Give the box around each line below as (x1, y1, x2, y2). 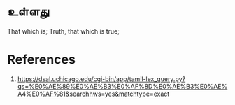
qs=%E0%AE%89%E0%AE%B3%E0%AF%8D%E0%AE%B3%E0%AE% (17, 82, 228, 90)
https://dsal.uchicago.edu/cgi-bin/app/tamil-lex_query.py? (17, 74, 186, 83)
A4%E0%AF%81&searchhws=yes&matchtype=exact (17, 90, 170, 98)
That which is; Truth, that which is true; (7, 27, 120, 35)
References (7, 52, 76, 68)
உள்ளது (7, 3, 49, 20)
